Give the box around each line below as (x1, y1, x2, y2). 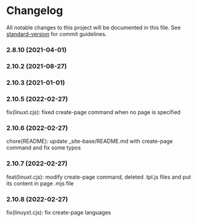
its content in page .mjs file (6, 179, 74, 187)
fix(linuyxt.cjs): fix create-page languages (6, 209, 111, 216)
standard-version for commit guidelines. (6, 30, 107, 37)
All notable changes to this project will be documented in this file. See (6, 24, 181, 31)
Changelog (6, 4, 63, 18)
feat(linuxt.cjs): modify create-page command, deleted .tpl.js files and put (6, 173, 192, 181)
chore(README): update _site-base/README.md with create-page (6, 138, 173, 145)
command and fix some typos (6, 144, 81, 151)
